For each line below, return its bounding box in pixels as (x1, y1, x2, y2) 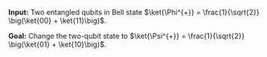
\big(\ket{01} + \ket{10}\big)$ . (8, 40, 107, 49)
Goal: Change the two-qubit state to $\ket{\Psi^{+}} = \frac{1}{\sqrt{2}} (8, 32, 245, 40)
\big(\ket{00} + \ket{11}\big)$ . (8, 16, 107, 25)
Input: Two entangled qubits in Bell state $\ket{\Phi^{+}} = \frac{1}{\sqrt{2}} (8, 8, 260, 17)
